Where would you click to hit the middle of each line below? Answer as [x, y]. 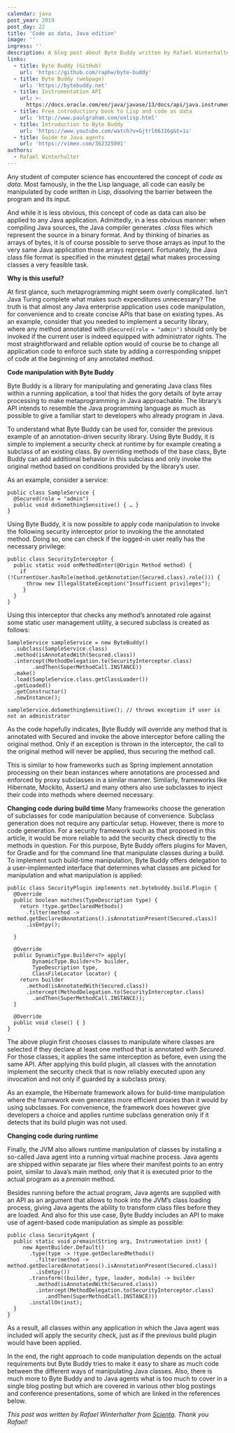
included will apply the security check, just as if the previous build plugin [112, 1335]
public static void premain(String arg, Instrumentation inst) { [111, 1241]
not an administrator [39, 716]
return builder [42, 980]
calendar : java [29, 14]
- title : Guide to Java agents [59, 137]
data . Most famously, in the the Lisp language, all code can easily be [106, 184]
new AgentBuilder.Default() [64, 1247]
